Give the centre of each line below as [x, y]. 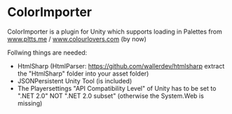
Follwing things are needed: [47, 52]
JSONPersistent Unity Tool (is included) [75, 80]
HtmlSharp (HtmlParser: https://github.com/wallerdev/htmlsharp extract [121, 66]
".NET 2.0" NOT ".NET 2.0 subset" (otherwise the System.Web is [111, 96]
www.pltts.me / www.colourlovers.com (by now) [77, 38]
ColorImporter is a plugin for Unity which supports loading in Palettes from [115, 31]
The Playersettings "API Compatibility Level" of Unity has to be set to [117, 88]
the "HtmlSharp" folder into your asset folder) [83, 73]
